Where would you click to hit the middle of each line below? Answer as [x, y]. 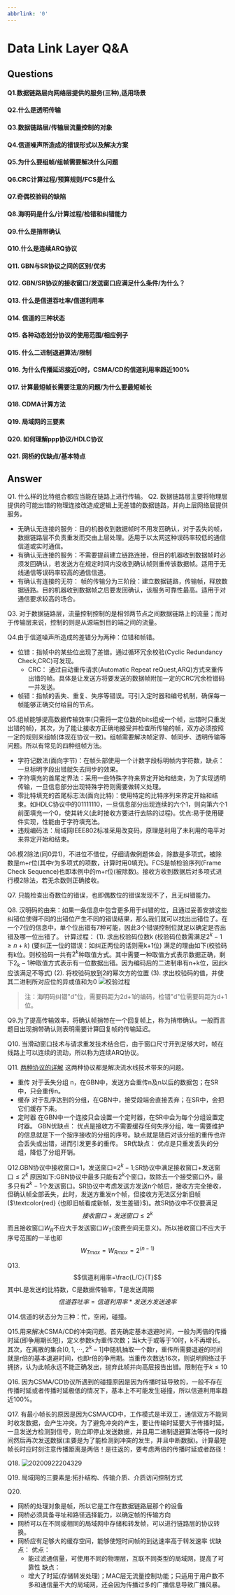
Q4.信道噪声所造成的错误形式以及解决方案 [68, 145]
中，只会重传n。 [41, 1091]
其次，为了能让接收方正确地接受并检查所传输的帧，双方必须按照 [132, 728]
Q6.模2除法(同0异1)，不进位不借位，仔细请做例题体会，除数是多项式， [108, 854]
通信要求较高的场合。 [48, 599]
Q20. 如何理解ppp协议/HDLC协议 [55, 439]
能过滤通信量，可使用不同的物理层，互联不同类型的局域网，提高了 [123, 1558]
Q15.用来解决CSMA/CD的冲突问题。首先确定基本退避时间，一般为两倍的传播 [117, 1332]
